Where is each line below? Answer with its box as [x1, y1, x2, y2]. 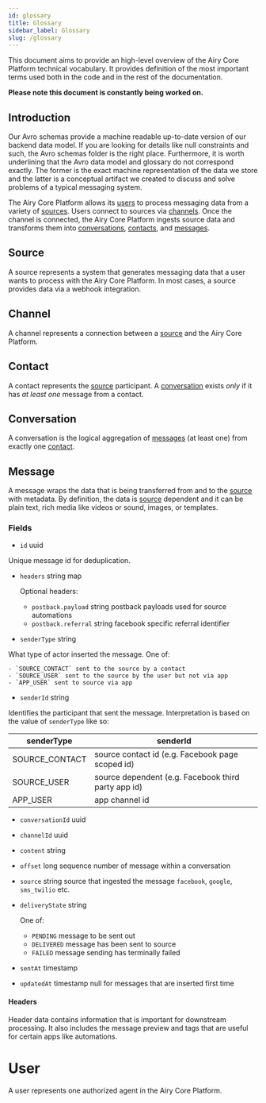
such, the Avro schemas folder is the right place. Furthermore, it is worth [8, 148, 245, 159]
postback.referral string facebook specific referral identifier [31, 619, 230, 628]
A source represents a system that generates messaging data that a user [8, 267, 245, 276]
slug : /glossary [8, 33, 62, 42]
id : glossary [8, 11, 51, 20]
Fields [8, 523, 32, 534]
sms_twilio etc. [19, 885, 70, 894]
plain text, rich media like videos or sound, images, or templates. [8, 503, 218, 512]
